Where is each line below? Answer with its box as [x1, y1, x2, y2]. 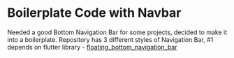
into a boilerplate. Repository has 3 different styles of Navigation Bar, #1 [7, 35, 214, 43]
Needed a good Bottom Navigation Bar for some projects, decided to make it [7, 28, 228, 36]
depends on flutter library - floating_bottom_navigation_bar [7, 43, 177, 51]
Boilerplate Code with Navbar [7, 5, 182, 21]
